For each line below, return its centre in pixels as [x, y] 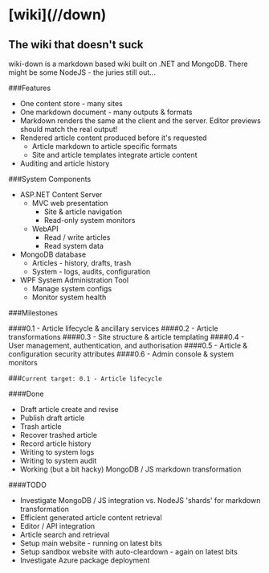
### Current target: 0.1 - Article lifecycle [85, 378]
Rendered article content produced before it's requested [113, 138]
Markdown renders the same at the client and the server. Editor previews [140, 121]
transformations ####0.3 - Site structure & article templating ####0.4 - [126, 337]
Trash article [41, 427]
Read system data [74, 246]
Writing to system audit [58, 461]
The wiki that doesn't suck [76, 45]
